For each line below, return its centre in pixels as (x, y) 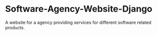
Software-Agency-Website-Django (79, 9)
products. (15, 27)
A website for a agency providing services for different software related (78, 22)
